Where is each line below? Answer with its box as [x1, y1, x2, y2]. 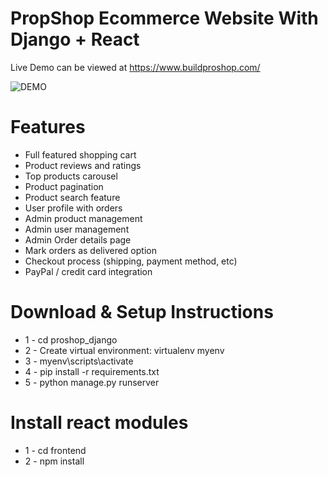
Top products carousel [24, 170, 118, 182]
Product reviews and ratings [24, 159, 142, 171]
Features [10, 116, 86, 139]
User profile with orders [24, 202, 123, 214]
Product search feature [24, 191, 121, 203]
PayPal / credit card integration [24, 265, 153, 277]
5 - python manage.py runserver [24, 376, 160, 388]
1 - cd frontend [24, 444, 87, 456]
